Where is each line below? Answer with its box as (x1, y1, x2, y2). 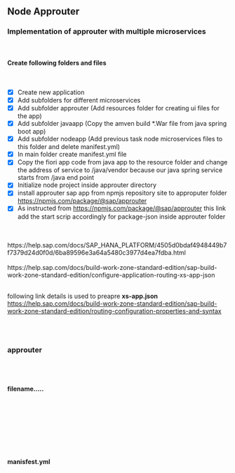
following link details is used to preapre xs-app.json (7, 292, 158, 300)
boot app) (17, 127, 46, 136)
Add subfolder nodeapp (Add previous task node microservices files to (17, 135, 223, 143)
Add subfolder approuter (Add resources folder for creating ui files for (17, 104, 220, 112)
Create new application (17, 88, 85, 96)
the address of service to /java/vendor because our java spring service (17, 166, 223, 174)
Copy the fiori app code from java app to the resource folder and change (17, 158, 228, 167)
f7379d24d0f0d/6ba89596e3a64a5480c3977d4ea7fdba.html (7, 248, 186, 257)
